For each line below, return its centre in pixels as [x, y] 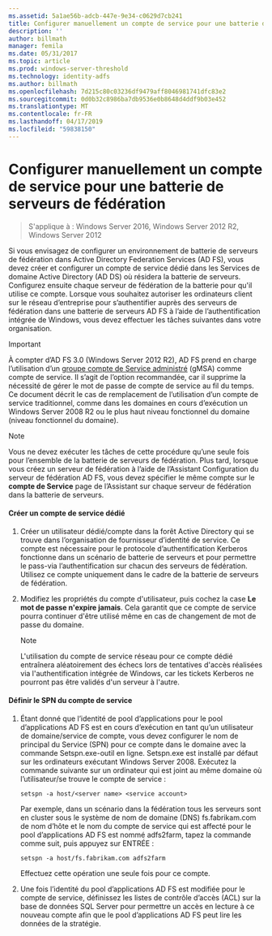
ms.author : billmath [43, 84]
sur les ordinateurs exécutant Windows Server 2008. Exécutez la [128, 762]
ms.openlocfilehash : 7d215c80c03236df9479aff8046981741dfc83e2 [117, 91]
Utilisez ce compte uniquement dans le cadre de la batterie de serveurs [139, 574]
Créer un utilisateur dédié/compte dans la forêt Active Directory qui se [137, 531]
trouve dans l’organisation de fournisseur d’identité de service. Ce [130, 540]
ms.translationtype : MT [49, 106]
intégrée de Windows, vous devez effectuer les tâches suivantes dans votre [135, 319]
